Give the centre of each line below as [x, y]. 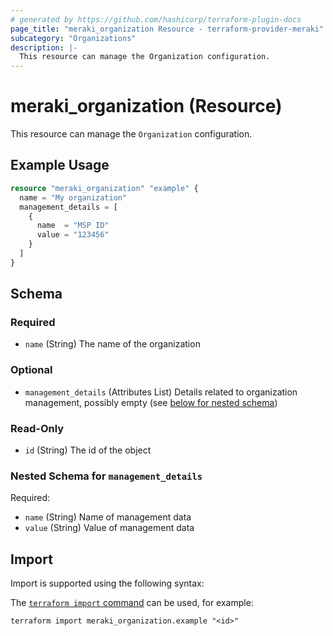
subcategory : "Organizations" [73, 38]
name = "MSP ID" [73, 226]
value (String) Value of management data [109, 528]
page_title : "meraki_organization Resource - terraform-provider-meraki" [167, 29]
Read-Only [37, 428]
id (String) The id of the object [88, 450]
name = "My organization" [73, 197]
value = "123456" [73, 235]
